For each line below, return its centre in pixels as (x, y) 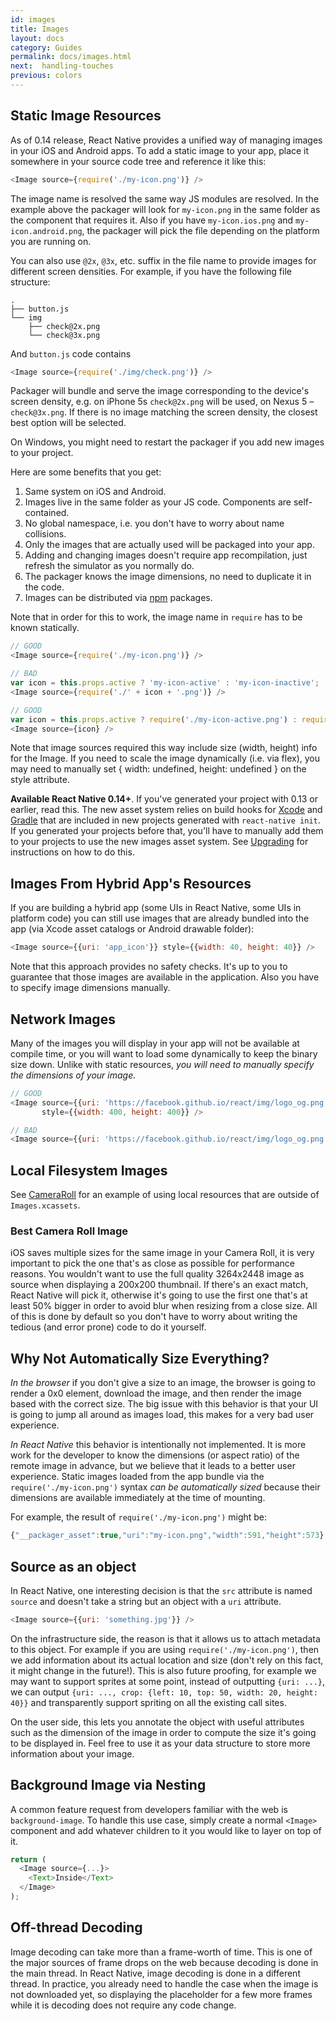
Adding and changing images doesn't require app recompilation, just (166, 555)
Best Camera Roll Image (69, 1231)
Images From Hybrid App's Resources (131, 883)
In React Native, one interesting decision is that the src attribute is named (161, 1590)
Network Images (63, 1019)
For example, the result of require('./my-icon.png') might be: (139, 1517)
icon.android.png (46, 231)
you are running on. (51, 241)
